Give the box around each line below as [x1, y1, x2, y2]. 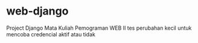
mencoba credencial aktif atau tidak [6, 30, 95, 38]
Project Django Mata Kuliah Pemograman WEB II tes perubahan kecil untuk [6, 24, 192, 31]
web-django [6, 4, 69, 18]
